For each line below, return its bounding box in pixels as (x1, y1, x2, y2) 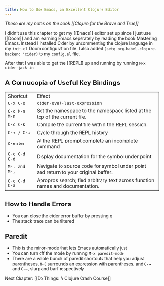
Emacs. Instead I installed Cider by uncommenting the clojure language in (5, 40, 153, 46)
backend (5, 52, 21, 57)
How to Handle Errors (5, 200, 72, 208)
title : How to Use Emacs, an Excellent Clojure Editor (5, 7, 119, 12)
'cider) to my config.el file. (22, 51, 80, 57)
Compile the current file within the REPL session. (36, 122, 148, 128)
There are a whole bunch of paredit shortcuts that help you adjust (12, 256, 144, 262)
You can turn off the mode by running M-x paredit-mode (12, 250, 124, 256)
